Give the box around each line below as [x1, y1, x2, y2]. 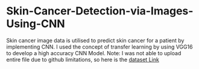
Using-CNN [6, 17, 65, 31]
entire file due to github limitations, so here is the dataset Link [6, 56, 160, 63]
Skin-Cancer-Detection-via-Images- [6, 4, 194, 18]
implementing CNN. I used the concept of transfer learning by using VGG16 [6, 43, 193, 50]
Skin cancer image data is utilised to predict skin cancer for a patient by [6, 37, 185, 44]
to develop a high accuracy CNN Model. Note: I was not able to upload [6, 49, 182, 56]
